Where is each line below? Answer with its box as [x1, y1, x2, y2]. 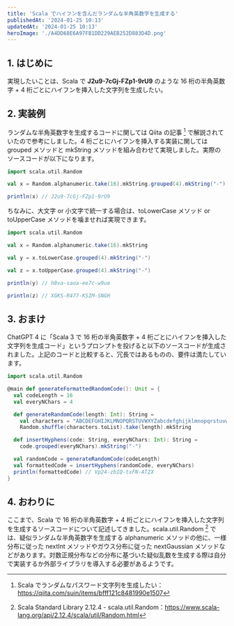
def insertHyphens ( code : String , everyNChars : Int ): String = [13, 437, 198, 444]
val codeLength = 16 [13, 391, 73, 399]
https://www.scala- [164, 603, 220, 611]
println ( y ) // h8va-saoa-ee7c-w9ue [7, 279, 111, 286]
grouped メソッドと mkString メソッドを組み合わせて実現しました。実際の [7, 146, 221, 154]
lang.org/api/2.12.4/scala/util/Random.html [17, 611, 139, 620]
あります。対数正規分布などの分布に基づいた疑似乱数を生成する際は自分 [19, 551, 226, 559]
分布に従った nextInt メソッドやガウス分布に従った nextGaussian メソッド [7, 542, 219, 551]
